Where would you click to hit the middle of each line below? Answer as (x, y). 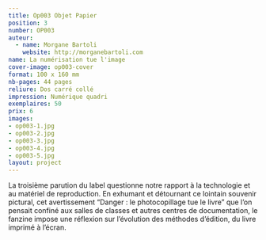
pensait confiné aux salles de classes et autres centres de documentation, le (133, 211)
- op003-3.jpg (32, 141)
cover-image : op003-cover (51, 67)
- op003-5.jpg (32, 155)
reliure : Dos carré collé (51, 89)
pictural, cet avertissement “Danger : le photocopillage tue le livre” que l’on (130, 202)
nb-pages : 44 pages (40, 82)
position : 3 (28, 23)
